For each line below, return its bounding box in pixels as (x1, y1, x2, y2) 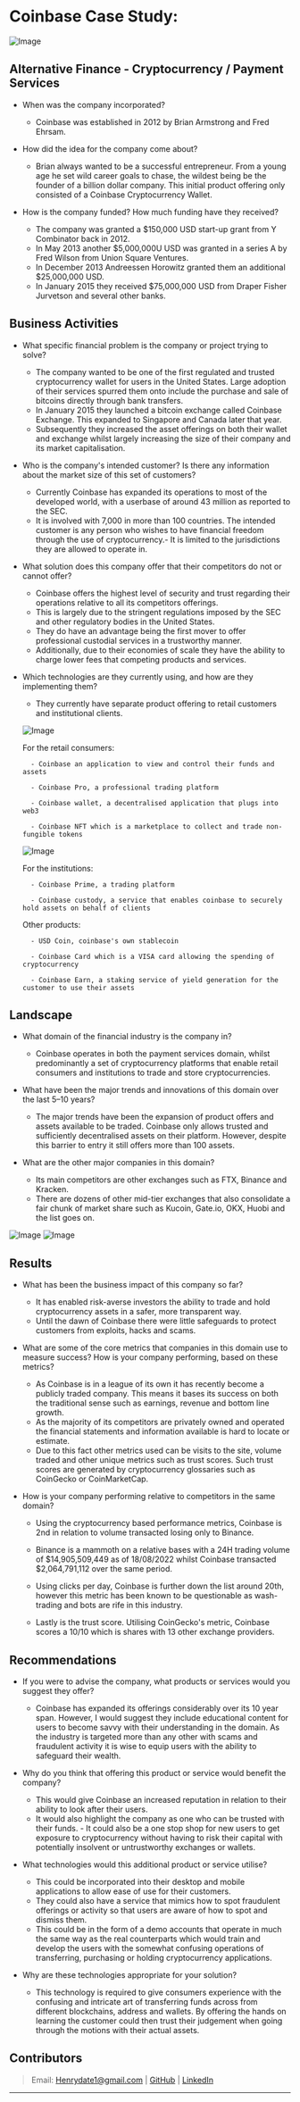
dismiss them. (35, 1914, 87, 1925)
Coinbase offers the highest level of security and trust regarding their (35, 588, 291, 598)
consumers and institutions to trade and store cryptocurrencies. (35, 1067, 271, 1078)
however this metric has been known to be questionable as (35, 1590, 253, 1601)
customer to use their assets (21, 983, 136, 992)
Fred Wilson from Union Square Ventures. (35, 252, 189, 263)
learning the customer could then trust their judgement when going (35, 2015, 283, 2026)
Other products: (21, 919, 81, 930)
